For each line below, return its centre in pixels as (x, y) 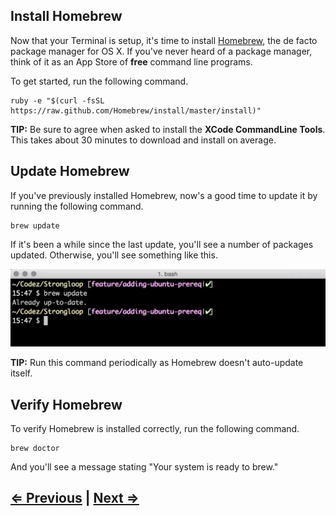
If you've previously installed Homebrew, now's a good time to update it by (164, 195)
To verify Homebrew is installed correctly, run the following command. (155, 428)
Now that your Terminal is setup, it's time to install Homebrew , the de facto (164, 40)
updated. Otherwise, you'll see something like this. (114, 255)
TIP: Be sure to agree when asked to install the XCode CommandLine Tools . (168, 129)
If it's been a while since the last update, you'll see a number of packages (162, 244)
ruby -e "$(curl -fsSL (57, 100)
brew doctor (35, 448)
